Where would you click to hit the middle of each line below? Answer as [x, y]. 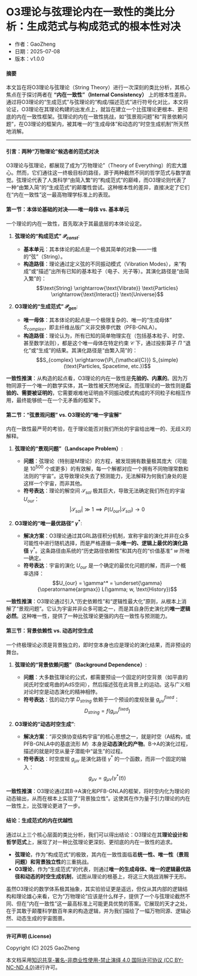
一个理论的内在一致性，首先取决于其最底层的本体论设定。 [75, 223]
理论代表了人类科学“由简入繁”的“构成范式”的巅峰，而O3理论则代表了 [104, 180]
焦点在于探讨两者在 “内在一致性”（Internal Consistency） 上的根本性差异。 [98, 95]
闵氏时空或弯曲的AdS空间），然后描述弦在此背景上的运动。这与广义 [104, 684]
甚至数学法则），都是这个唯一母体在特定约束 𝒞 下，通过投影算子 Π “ [104, 343]
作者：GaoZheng [35, 44]
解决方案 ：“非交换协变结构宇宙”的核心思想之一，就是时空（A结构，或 [107, 737]
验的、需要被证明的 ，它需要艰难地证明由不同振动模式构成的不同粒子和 [91, 393]
